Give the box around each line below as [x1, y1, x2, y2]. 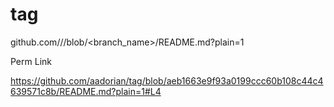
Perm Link [10, 55, 52, 67]
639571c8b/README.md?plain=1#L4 [10, 85, 162, 97]
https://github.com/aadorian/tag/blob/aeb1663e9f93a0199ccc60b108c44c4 [10, 74, 324, 87]
